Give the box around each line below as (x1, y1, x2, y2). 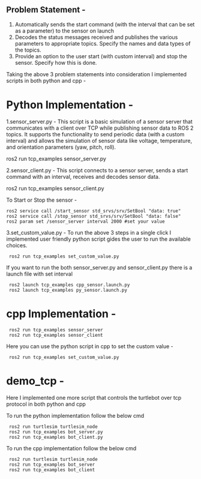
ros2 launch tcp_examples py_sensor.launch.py (8, 287, 128, 293)
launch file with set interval (6, 270, 73, 277)
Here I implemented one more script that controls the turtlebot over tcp (6, 394, 182, 401)
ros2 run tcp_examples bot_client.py (8, 434, 103, 440)
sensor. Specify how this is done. (14, 59, 97, 66)
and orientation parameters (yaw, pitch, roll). (6, 143, 116, 151)
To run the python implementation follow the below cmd (6, 412, 145, 419)
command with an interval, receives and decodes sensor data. (6, 173, 160, 180)
